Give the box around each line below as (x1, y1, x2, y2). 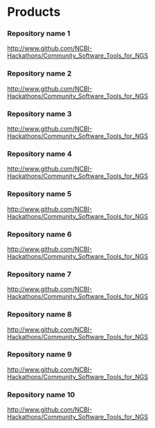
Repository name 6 (7, 229, 72, 239)
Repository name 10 (7, 389, 76, 399)
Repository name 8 (7, 310, 72, 319)
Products (7, 4, 61, 20)
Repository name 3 (7, 109, 72, 118)
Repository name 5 (7, 189, 72, 199)
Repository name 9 (7, 350, 72, 359)
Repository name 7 (7, 269, 72, 279)
